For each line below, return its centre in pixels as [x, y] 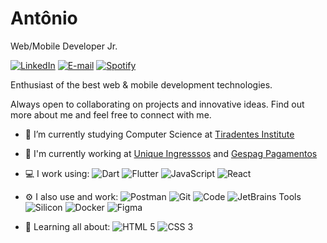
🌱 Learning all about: [67, 226]
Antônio [44, 18]
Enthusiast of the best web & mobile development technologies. [141, 84]
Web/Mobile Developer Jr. [64, 46]
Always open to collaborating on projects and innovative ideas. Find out [157, 104]
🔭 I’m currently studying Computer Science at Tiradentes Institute [159, 134]
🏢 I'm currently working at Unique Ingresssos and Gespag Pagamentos [171, 153]
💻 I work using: [57, 173]
